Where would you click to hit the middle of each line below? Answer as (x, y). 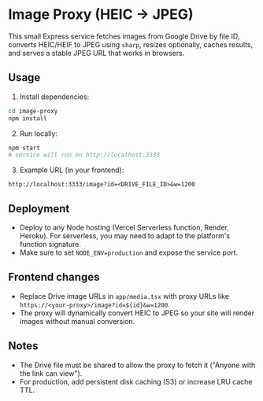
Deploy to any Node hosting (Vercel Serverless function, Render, (124, 228)
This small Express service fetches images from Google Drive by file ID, (124, 36)
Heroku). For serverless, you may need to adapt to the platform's (125, 236)
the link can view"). (51, 373)
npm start (24, 148)
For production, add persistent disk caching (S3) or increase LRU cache (136, 381)
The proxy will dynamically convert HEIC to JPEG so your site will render (137, 313)
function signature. (50, 245)
